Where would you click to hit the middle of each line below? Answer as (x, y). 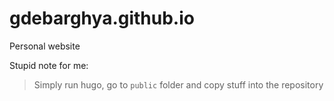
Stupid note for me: (49, 65)
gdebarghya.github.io (102, 18)
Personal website (45, 46)
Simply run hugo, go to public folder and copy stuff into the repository (178, 84)
